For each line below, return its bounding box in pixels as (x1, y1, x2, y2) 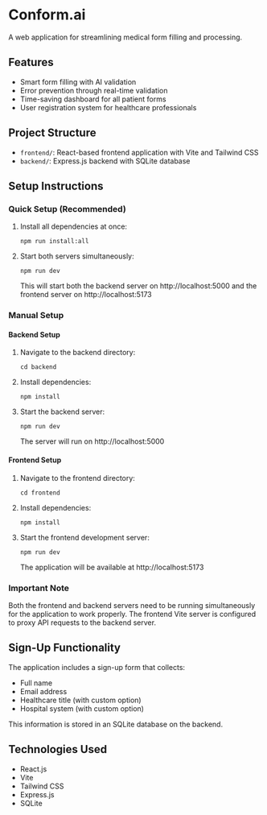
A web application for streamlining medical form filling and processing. (8, 32, 243, 42)
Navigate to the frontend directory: (19, 473, 135, 482)
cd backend (19, 363, 57, 371)
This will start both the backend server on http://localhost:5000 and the (19, 281, 257, 291)
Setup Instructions (8, 179, 104, 192)
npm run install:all (19, 238, 89, 246)
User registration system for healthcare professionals (19, 102, 197, 112)
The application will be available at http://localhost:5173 (19, 562, 204, 572)
